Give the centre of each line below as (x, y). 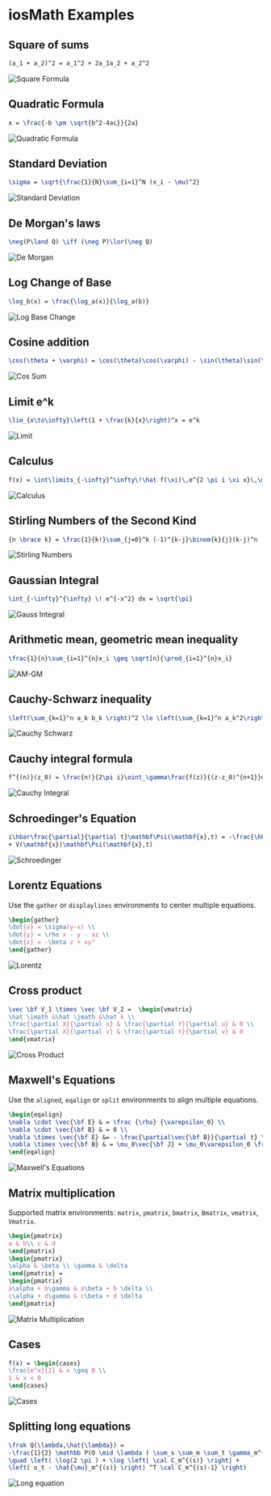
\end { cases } (28, 1386)
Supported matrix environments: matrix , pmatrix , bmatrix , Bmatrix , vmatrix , (133, 1212)
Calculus (31, 462)
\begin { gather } (34, 920)
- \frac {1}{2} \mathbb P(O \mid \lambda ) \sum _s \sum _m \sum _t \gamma (129, 1453)
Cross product (45, 991)
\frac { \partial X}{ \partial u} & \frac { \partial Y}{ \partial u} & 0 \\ (131, 1024)
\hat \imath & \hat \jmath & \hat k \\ (72, 1017)
